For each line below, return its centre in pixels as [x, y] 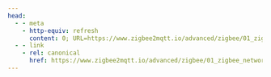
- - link [30, 46]
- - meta [30, 23]
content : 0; [49, 38]
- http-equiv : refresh [60, 30]
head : [17, 16]
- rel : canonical [51, 53]
